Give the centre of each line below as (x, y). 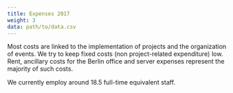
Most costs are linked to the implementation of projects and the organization (117, 47)
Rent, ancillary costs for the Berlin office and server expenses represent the (116, 62)
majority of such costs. (40, 69)
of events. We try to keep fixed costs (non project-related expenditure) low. (115, 54)
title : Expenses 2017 (39, 14)
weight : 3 (22, 20)
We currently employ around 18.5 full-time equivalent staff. (91, 83)
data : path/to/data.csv (42, 27)
